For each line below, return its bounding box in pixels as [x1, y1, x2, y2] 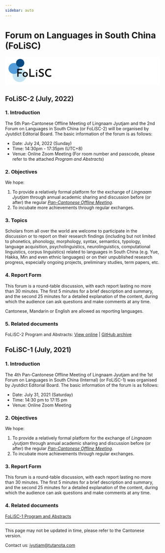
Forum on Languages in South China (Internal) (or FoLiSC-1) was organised [5, 377, 157, 383]
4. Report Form [5, 272, 42, 279]
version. [5, 532, 22, 538]
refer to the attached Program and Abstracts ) [12, 156, 104, 162]
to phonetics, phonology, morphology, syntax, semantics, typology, [5, 238, 141, 244]
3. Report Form [5, 463, 42, 469]
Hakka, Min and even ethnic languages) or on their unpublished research [5, 254, 153, 260]
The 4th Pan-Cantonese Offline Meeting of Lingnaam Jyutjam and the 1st [5, 372, 153, 378]
